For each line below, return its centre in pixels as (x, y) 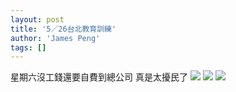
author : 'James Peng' (55, 38)
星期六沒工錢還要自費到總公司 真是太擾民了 (99, 77)
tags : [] (28, 47)
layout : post (37, 19)
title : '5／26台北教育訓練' (63, 29)
